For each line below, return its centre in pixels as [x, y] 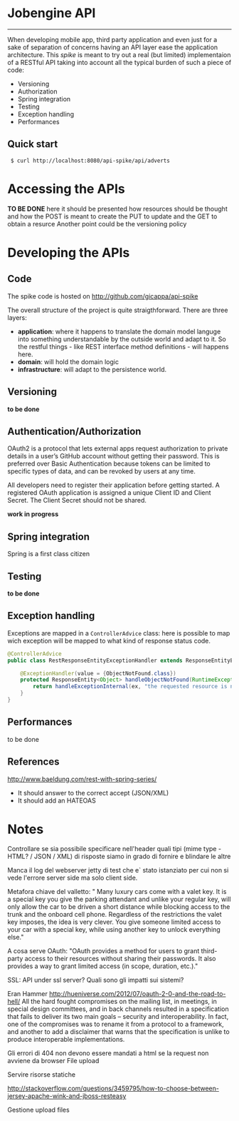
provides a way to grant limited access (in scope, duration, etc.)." [103, 966]
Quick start [33, 144]
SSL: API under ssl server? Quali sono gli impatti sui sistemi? [96, 980]
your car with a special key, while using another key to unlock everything [114, 930]
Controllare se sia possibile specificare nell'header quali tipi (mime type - [115, 849]
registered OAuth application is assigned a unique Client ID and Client [109, 493]
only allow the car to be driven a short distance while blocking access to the [119, 907]
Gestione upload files [38, 1110]
